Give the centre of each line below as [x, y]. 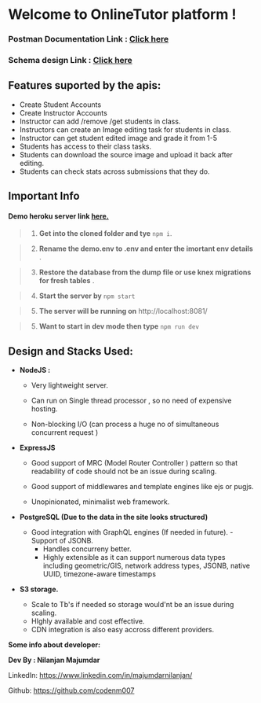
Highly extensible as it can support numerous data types [134, 558]
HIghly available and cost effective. [88, 621]
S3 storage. [39, 589]
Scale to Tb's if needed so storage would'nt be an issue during [132, 605]
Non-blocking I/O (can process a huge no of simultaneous [125, 424]
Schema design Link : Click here [71, 61]
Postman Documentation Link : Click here [89, 39]
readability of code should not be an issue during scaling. [124, 471]
